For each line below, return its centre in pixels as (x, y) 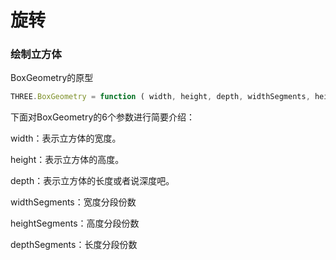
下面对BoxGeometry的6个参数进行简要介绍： (102, 117)
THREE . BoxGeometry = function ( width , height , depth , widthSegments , (160, 97)
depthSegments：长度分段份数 (74, 245)
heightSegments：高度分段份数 (75, 223)
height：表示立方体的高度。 (67, 160)
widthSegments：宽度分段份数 (73, 202)
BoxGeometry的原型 (52, 78)
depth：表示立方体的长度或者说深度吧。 (92, 181)
